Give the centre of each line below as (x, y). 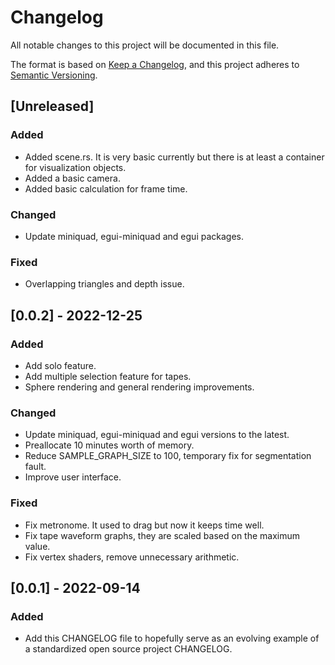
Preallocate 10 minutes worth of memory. (109, 445)
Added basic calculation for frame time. (106, 188)
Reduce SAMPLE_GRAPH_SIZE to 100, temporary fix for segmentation (168, 456)
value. (37, 546)
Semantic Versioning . (54, 75)
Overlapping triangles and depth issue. (104, 284)
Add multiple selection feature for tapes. (108, 376)
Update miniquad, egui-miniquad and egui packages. (134, 236)
